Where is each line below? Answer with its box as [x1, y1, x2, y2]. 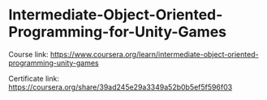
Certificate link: [8, 73, 59, 83]
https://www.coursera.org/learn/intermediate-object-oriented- [50, 49, 259, 59]
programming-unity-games [8, 58, 99, 68]
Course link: [8, 49, 49, 59]
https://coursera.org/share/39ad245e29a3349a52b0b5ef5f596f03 [8, 82, 233, 92]
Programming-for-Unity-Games [8, 23, 227, 41]
